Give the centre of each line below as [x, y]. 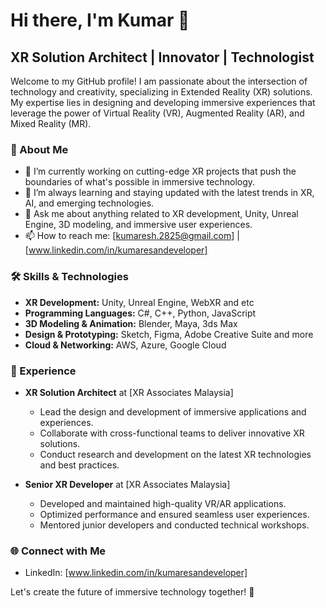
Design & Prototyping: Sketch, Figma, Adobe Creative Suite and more [169, 334]
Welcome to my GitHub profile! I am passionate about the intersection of [159, 81]
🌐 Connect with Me [58, 551]
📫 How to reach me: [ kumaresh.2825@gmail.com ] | [132, 236]
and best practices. [79, 465]
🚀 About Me [39, 149]
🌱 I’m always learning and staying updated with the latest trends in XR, [169, 193]
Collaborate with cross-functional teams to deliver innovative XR [172, 433]
